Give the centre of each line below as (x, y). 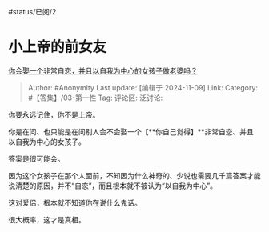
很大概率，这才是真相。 (47, 219)
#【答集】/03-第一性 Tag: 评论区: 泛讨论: (95, 98)
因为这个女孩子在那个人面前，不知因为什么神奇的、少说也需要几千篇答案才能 (134, 175)
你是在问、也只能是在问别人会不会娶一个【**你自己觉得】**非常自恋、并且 (131, 131)
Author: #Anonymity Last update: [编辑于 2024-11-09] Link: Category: (143, 87)
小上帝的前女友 (58, 47)
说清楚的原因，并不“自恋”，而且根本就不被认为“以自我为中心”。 (113, 186)
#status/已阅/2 (32, 12)
